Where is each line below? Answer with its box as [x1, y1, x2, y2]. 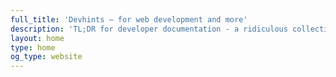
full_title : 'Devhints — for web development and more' [10, 14, 248, 25]
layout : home [10, 33, 65, 43]
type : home [10, 42, 56, 53]
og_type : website [10, 52, 83, 62]
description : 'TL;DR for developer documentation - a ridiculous [10, 24, 288, 34]
